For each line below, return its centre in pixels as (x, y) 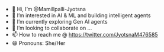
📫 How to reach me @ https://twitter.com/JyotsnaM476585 (85, 35)
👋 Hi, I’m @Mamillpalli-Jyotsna (49, 9)
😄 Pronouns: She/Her (38, 43)
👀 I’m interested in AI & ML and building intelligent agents (81, 15)
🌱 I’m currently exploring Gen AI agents (60, 22)
